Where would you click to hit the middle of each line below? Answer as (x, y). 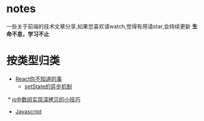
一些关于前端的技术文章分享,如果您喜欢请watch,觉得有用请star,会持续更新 (99, 26)
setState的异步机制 (48, 86)
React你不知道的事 (38, 78)
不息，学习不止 (30, 34)
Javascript (28, 111)
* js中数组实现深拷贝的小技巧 (44, 99)
